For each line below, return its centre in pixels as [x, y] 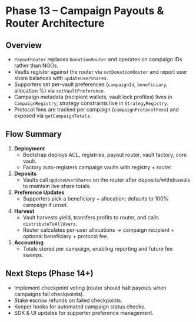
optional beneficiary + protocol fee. [66, 236]
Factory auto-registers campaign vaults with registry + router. [98, 167]
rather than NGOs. [36, 65]
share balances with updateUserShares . [61, 78]
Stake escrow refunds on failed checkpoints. [68, 300]
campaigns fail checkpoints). [49, 294]
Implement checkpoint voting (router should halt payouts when [90, 288]
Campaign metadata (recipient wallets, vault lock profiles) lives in [93, 97]
